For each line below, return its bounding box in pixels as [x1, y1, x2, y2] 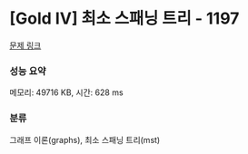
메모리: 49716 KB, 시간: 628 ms [9, 87, 124, 98]
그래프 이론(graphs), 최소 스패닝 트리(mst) [9, 134, 161, 145]
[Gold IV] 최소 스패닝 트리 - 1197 [9, 8, 240, 29]
